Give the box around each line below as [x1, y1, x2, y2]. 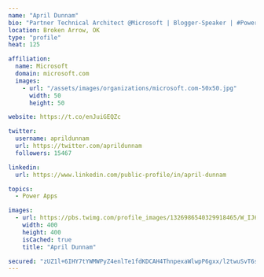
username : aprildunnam [15, 135, 90, 142]
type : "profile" [8, 33, 61, 42]
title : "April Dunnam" [22, 243, 97, 251]
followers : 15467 [15, 149, 72, 157]
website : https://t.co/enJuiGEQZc [8, 113, 122, 121]
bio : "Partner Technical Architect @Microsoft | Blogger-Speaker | [8, 19, 234, 27]
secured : [8, 257, 37, 265]
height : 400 [22, 228, 61, 236]
